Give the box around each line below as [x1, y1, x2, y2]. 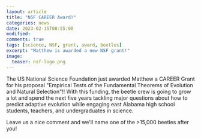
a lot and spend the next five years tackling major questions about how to [6, 94, 188, 102]
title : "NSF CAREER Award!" [6, 14, 77, 20]
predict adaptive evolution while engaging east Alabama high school [6, 100, 175, 108]
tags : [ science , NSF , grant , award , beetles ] [6, 42, 122, 48]
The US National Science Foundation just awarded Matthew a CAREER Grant [6, 75, 195, 82]
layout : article [6, 8, 47, 15]
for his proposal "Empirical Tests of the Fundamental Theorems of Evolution [6, 81, 194, 88]
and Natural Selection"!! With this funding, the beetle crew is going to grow [6, 88, 191, 95]
